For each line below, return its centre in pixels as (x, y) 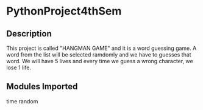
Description (29, 34)
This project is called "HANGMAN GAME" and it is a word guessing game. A (101, 48)
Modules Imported (42, 87)
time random (22, 101)
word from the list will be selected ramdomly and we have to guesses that (99, 55)
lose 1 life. (19, 67)
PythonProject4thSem (64, 11)
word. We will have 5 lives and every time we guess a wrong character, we (100, 61)
